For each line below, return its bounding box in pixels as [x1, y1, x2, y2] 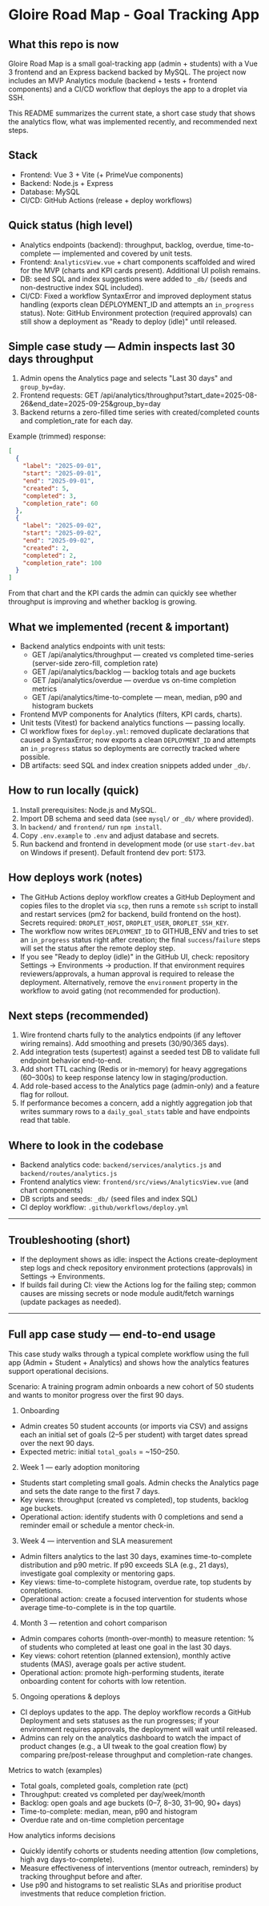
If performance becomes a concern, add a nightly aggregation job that [19, 1098, 253, 1108]
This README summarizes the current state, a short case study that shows [8, 108, 256, 118]
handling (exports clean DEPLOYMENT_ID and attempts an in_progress [19, 299, 255, 309]
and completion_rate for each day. [19, 416, 134, 426]
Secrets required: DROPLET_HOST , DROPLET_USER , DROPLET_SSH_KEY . [19, 918, 230, 927]
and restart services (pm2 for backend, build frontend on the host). [19, 909, 242, 919]
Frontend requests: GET [19, 390, 99, 400]
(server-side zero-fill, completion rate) [31, 659, 159, 668]
